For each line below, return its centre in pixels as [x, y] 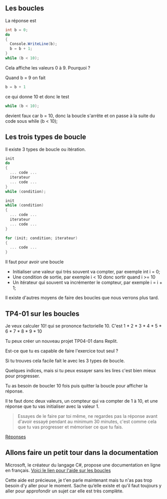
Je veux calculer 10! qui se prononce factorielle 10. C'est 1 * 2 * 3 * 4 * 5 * [84, 326]
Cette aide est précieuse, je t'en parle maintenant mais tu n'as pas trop [79, 480]
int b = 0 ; [17, 30]
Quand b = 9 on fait [25, 78]
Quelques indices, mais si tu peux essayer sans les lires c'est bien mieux [81, 370]
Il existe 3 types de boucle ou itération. [46, 149]
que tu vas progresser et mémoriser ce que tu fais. [70, 427]
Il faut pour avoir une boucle [35, 262]
